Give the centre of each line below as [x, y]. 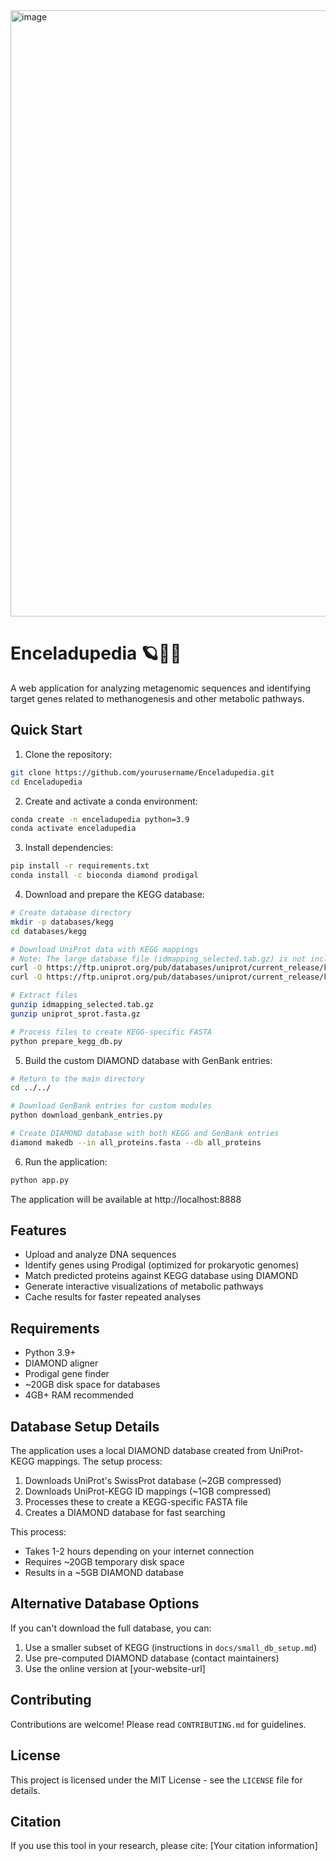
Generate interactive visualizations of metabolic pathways [144, 1286]
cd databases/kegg [48, 931]
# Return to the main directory [77, 1079]
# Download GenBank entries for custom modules [111, 1106]
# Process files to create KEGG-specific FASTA [111, 1032]
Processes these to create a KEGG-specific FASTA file [136, 1502]
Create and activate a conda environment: [111, 801]
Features [38, 1230]
